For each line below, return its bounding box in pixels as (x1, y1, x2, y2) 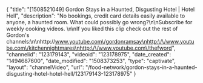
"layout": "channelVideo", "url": (6, 64, 85, 71)
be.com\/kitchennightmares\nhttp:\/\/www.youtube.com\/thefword (6, 44, 172, 51)
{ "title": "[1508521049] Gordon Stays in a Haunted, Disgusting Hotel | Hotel (6, 6, 195, 13)
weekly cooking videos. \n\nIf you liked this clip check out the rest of (6, 25, 178, 32)
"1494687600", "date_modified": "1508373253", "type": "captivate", (6, 58, 176, 64)
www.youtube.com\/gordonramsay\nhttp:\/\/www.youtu (55, 38, 195, 45)
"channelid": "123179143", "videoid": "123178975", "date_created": (6, 51, 171, 58)
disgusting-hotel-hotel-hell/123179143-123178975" (6, 70, 133, 77)
